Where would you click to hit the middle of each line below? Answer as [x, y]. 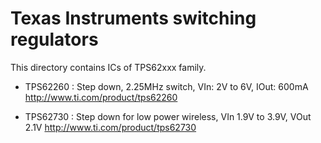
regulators [54, 39]
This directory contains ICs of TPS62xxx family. [108, 67]
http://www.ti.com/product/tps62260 [101, 97]
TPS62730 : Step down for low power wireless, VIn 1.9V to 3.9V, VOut [168, 116]
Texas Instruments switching [133, 18]
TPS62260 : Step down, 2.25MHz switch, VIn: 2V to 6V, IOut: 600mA [166, 86]
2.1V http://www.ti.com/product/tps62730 [110, 127]
